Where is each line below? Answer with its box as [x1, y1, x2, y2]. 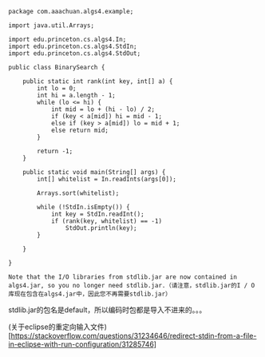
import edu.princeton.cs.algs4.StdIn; [8, 42, 137, 50]
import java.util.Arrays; [8, 22, 94, 30]
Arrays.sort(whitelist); [37, 189, 120, 197]
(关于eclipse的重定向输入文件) [8, 322, 108, 331]
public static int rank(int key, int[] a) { [22, 77, 173, 85]
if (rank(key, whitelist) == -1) [50, 217, 162, 225]
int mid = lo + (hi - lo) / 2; [50, 105, 156, 113]
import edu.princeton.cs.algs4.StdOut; [8, 50, 141, 58]
